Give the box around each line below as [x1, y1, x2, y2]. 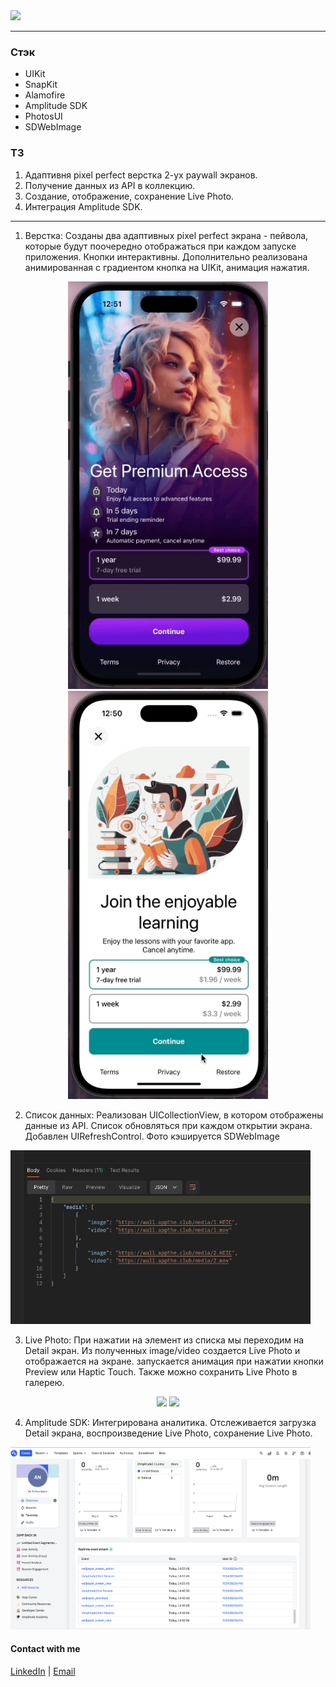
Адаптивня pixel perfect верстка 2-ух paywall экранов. [24, 169, 258, 181]
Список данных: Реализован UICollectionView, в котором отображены [24, 1109, 324, 1121]
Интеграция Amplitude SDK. [24, 200, 143, 213]
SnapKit [24, 79, 58, 91]
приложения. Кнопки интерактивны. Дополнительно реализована [24, 250, 308, 263]
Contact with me [10, 1643, 81, 1655]
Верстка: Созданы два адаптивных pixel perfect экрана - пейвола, [24, 229, 309, 241]
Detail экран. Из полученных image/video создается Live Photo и [24, 1345, 301, 1357]
